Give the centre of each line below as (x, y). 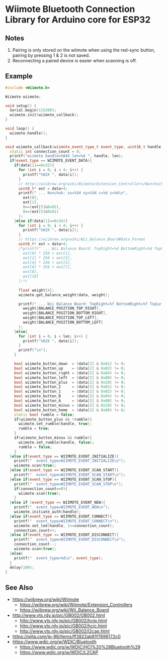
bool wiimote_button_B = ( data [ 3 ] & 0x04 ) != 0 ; (70, 396)
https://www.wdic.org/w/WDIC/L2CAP (59, 653)
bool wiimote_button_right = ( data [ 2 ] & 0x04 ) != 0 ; (70, 373)
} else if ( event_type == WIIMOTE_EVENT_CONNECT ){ (61, 516)
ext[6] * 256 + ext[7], (47, 267)
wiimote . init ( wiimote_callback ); (44, 115)
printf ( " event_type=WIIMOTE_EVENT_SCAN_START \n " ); (70, 475)
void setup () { (21, 106)
